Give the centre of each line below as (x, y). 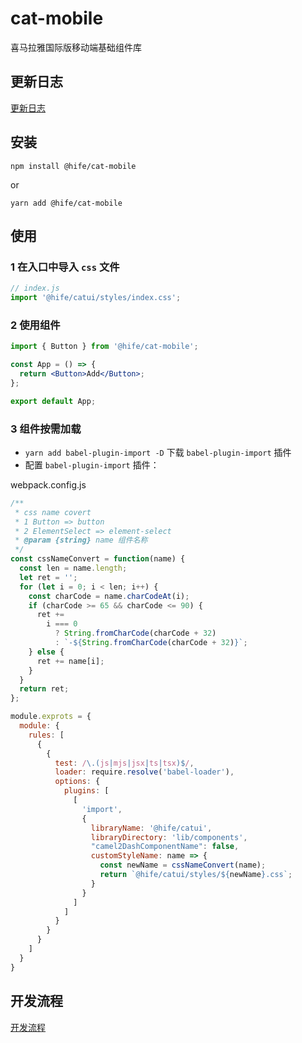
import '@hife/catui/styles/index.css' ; (96, 298)
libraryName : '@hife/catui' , (151, 828)
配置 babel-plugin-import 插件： (92, 464)
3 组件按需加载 (46, 429)
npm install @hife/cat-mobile (73, 166)
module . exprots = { (51, 717)
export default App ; (53, 401)
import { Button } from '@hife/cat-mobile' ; (104, 347)
